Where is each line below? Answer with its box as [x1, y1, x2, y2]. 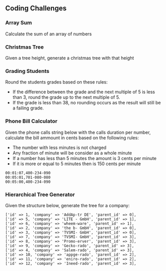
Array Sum [5, 19, 32, 26]
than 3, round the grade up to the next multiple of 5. [12, 94, 120, 100]
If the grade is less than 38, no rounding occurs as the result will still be [12, 100, 161, 106]
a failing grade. [12, 105, 44, 111]
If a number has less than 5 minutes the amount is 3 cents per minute [12, 155, 157, 161]
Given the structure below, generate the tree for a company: [5, 202, 130, 208]
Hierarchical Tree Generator [5, 191, 75, 198]
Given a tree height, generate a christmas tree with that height [5, 55, 134, 61]
